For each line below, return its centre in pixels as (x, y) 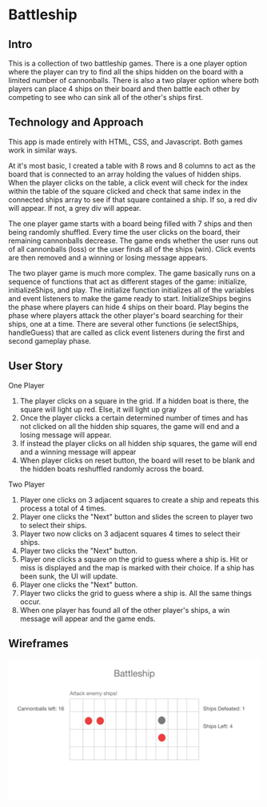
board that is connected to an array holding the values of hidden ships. (125, 174)
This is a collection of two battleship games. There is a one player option (128, 63)
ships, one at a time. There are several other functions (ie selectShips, (124, 324)
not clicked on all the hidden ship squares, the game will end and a (130, 426)
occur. (30, 602)
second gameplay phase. (50, 340)
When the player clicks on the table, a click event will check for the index (128, 182)
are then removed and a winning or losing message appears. (108, 257)
